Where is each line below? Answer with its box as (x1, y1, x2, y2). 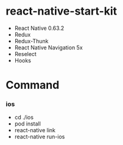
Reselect (14, 50, 37, 57)
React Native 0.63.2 (14, 24, 65, 32)
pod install (14, 120, 41, 127)
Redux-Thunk (14, 37, 49, 44)
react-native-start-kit (5, 4, 118, 18)
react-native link (14, 127, 56, 134)
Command (5, 78, 60, 92)
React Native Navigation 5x (14, 44, 83, 51)
